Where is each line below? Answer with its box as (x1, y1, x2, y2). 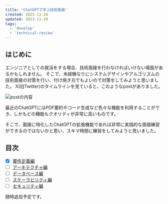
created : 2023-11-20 (5, 12, 49, 17)
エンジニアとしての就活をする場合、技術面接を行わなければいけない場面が (5, 64, 159, 70)
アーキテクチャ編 (12, 164, 48, 170)
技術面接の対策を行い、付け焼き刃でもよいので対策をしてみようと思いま (5, 77, 154, 83)
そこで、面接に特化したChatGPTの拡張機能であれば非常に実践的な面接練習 (5, 121, 160, 127)
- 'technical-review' (10, 30, 55, 35)
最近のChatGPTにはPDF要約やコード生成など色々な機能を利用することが (5, 104, 155, 110)
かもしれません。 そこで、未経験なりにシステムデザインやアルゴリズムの (9, 70, 160, 76)
